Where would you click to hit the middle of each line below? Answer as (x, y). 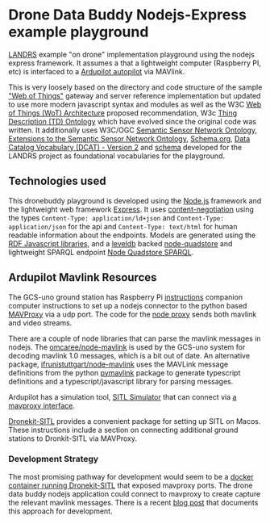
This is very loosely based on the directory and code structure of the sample (135, 87)
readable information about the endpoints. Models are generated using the (132, 235)
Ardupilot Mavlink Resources (83, 277)
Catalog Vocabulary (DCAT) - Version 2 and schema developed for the (125, 147)
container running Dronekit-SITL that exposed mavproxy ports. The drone (131, 485)
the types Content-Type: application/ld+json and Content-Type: (116, 218)
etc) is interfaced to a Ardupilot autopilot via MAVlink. (97, 71)
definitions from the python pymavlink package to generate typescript (125, 372)
